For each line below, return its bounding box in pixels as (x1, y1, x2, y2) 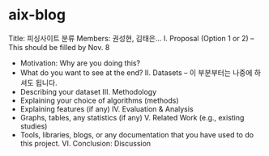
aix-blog (8, 6, 66, 24)
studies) (19, 121, 48, 131)
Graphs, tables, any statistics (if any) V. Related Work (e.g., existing (19, 112, 245, 122)
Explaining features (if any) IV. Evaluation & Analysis (19, 103, 194, 114)
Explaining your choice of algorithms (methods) (19, 95, 180, 105)
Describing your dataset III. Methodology (19, 86, 157, 96)
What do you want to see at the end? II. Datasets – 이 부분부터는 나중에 (19, 67, 253, 78)
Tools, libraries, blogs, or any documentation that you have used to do (19, 129, 254, 139)
